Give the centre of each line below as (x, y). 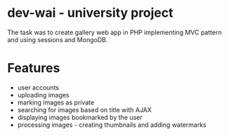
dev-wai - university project (90, 13)
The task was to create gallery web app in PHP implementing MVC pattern (115, 32)
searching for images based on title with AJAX (85, 109)
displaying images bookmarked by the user (80, 117)
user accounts (38, 87)
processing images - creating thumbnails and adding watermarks (112, 125)
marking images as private (56, 102)
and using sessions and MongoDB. (58, 39)
